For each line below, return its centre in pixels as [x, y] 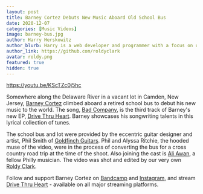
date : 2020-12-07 [28, 23]
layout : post [23, 12]
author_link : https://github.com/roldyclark [63, 51]
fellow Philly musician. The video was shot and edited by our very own [94, 160]
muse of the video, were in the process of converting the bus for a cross [96, 147]
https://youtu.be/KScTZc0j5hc [44, 85]
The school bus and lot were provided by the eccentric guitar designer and [99, 134]
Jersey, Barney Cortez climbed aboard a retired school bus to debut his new [101, 103]
